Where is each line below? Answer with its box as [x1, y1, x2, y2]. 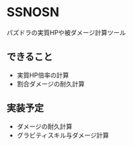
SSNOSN [6, 4, 60, 20]
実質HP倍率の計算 [16, 71, 70, 79]
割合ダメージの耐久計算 [16, 79, 85, 88]
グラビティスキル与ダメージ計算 [16, 131, 110, 139]
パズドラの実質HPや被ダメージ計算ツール [6, 28, 126, 36]
